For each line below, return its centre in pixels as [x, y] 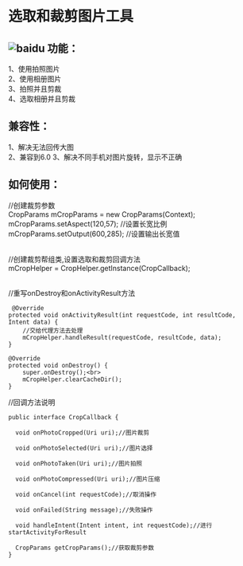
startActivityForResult [48, 532]
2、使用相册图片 [35, 79]
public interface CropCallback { [64, 417]
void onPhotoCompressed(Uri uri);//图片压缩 [88, 479]
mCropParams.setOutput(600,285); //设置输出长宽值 [94, 234]
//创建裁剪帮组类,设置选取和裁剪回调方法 [75, 259]
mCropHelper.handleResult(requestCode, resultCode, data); [122, 337]
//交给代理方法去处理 [53, 330]
